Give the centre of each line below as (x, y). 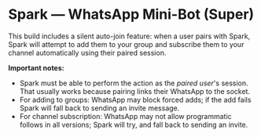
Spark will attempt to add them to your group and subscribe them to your (126, 44)
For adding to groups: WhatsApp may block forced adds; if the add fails (135, 99)
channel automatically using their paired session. (87, 52)
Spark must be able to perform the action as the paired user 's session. (134, 83)
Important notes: (36, 67)
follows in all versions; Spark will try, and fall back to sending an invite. (134, 124)
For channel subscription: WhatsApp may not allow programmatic (125, 116)
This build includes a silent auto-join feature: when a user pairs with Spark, (129, 36)
